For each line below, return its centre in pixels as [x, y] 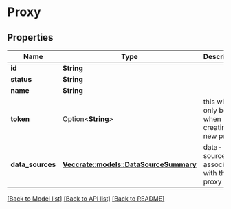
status [21, 79]
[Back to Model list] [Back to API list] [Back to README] [86, 199]
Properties [30, 37]
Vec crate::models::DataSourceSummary [130, 164]
